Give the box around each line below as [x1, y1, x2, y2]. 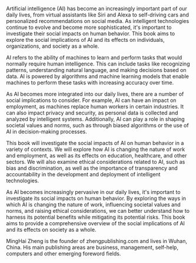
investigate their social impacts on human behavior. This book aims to [6, 30, 175, 37]
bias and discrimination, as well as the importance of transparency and [6, 165, 178, 172]
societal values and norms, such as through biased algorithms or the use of [6, 122, 190, 129]
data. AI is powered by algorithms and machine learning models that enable [6, 73, 190, 80]
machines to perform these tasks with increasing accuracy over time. [6, 79, 174, 86]
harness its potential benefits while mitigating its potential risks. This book [6, 213, 185, 221]
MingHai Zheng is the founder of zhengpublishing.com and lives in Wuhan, [6, 238, 187, 244]
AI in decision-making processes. [6, 128, 87, 135]
